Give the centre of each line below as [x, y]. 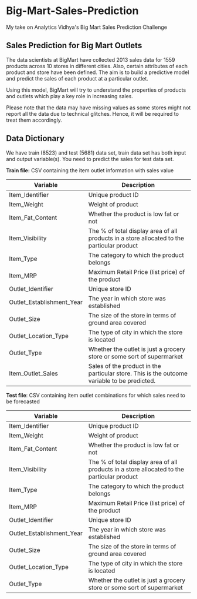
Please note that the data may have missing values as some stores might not [98, 108]
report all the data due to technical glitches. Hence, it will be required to [92, 113]
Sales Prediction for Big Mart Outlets [74, 46]
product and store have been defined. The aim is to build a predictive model [98, 72]
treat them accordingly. [34, 120]
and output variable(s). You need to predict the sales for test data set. [90, 159]
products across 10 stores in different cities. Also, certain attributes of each [97, 66]
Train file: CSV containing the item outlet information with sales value [90, 170]
